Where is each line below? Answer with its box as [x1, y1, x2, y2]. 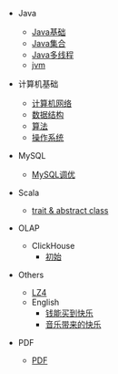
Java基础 [31, 26, 66, 37]
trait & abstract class [31, 205, 109, 215]
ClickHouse [31, 241, 75, 251]
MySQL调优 [31, 169, 75, 180]
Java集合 [31, 38, 66, 48]
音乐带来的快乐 [44, 319, 102, 329]
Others [17, 269, 44, 280]
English [31, 296, 60, 307]
